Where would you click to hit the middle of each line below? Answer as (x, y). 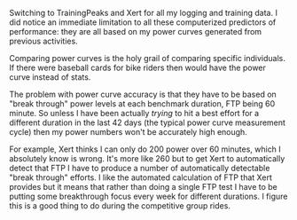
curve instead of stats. (50, 77)
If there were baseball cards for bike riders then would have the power (137, 67)
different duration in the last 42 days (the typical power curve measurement (148, 122)
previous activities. (43, 41)
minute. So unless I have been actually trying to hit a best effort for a (134, 113)
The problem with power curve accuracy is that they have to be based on (143, 94)
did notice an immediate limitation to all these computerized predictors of (143, 22)
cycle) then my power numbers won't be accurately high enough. (129, 132)
